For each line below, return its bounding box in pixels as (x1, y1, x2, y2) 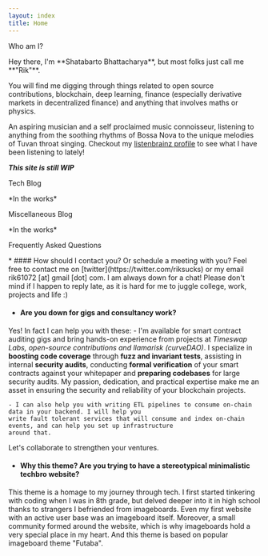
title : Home (8, 19, 48, 27)
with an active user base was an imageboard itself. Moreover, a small (8, 513, 236, 522)
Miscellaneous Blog (8, 209, 74, 218)
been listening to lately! (8, 147, 86, 157)
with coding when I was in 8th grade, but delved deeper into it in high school (8, 495, 261, 505)
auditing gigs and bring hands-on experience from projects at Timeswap (8, 334, 248, 344)
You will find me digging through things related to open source (8, 81, 214, 90)
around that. (8, 429, 52, 437)
